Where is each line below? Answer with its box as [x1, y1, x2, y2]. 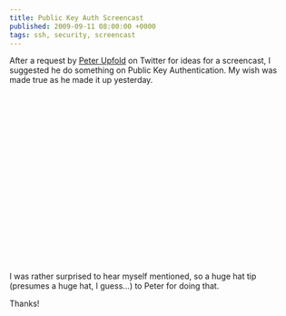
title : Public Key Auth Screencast [9, 13, 144, 23]
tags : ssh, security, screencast [9, 30, 136, 39]
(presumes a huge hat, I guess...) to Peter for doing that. [9, 280, 220, 291]
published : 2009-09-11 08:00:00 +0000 [9, 22, 156, 31]
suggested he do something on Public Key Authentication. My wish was [9, 65, 278, 76]
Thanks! [9, 298, 40, 310]
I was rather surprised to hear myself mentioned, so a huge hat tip [9, 270, 257, 282]
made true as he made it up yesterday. [9, 75, 153, 86]
